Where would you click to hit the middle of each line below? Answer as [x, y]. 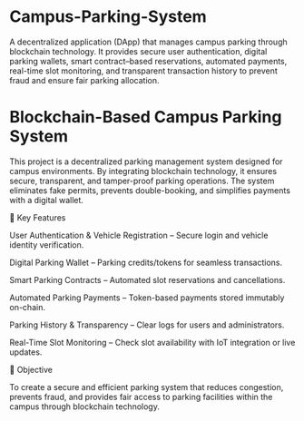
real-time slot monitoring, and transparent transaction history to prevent [144, 71]
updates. [26, 352]
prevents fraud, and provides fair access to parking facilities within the [141, 397]
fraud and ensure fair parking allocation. [85, 80]
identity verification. [47, 245]
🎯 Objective [31, 369]
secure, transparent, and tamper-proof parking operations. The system [142, 181]
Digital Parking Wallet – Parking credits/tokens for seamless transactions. [146, 262]
